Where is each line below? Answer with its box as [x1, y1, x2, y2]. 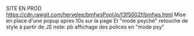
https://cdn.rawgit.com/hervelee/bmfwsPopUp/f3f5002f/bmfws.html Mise [6, 11, 186, 18]
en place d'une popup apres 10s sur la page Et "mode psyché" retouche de [6, 17, 188, 24]
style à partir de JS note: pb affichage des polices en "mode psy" [6, 23, 165, 30]
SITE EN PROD [6, 5, 42, 12]
